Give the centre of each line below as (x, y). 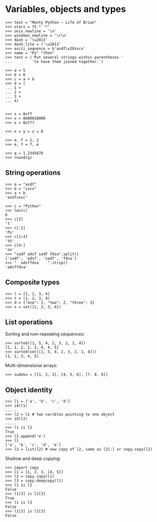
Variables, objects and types (66, 9)
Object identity (29, 390)
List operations (29, 322)
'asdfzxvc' (16, 197)
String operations (33, 173)
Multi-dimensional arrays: (31, 366)
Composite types (32, 282)
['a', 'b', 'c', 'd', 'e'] (33, 445)
